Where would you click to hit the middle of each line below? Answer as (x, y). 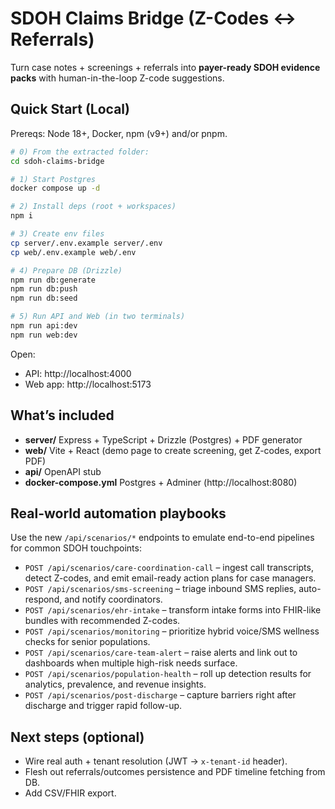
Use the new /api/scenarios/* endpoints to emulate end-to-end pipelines (162, 538)
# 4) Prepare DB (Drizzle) (66, 270)
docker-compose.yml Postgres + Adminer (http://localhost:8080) (161, 482)
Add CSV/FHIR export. (70, 793)
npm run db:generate (53, 280)
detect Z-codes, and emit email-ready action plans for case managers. (170, 578)
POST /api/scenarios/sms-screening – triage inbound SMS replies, (160, 589)
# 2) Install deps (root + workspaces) (93, 207)
